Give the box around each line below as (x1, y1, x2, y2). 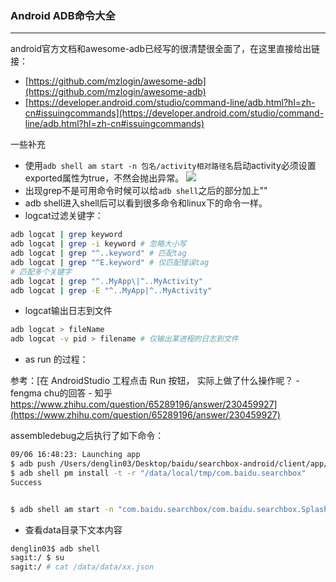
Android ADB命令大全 (10, 8, 116, 22)
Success (10, 477, 43, 487)
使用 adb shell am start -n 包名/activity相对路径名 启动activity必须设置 (24, 160, 317, 172)
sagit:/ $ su (10, 553, 65, 563)
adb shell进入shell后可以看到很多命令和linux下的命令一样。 (24, 197, 268, 209)
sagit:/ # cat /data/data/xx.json (10, 562, 155, 572)
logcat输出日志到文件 (24, 305, 113, 317)
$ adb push (10, 459, 56, 469)
